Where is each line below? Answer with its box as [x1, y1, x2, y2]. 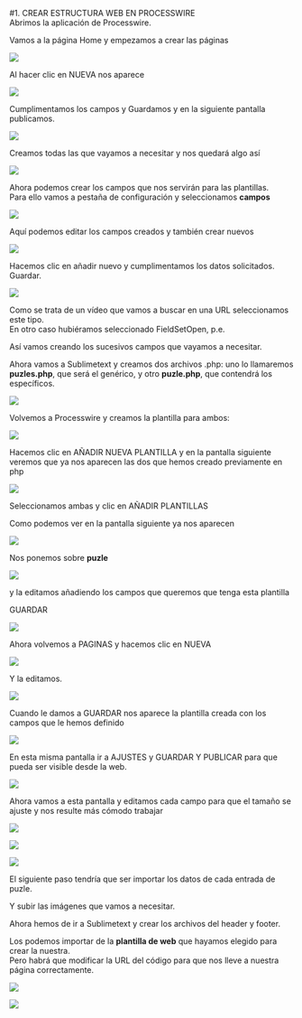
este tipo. [9, 314, 45, 324]
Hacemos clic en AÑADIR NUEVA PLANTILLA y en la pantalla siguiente [9, 447, 272, 457]
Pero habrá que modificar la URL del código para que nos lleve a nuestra [9, 955, 279, 966]
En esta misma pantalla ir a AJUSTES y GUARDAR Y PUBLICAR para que [9, 752, 278, 762]
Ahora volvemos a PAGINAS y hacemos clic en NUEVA [9, 639, 212, 649]
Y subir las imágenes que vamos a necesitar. [9, 901, 176, 911]
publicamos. [9, 113, 56, 124]
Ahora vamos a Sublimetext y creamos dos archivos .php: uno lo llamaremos [9, 359, 294, 369]
